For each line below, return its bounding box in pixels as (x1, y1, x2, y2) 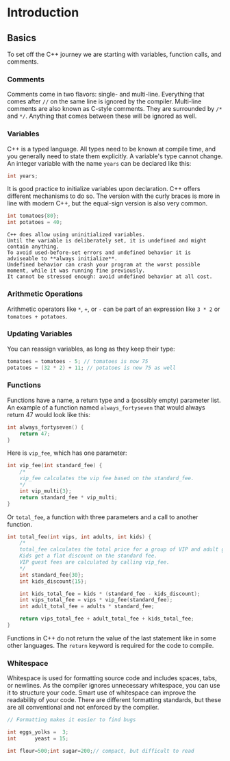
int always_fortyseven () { (7, 423, 84, 431)
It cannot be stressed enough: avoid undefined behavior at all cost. (7, 273, 213, 280)
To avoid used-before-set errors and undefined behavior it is (7, 249, 192, 256)
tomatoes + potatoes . (7, 312, 68, 320)
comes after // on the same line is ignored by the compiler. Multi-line (7, 97, 202, 105)
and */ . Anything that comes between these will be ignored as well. (7, 112, 197, 121)
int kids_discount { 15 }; (19, 577, 88, 585)
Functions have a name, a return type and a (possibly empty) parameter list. (7, 396, 221, 404)
